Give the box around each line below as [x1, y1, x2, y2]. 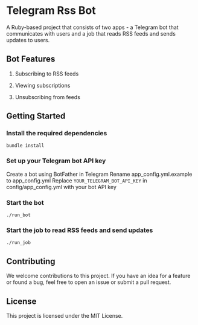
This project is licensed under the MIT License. [6, 312, 123, 319]
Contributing [6, 256, 56, 266]
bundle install [6, 143, 45, 149]
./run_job [6, 240, 31, 246]
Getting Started [6, 111, 66, 121]
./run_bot [6, 212, 31, 218]
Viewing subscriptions [14, 82, 71, 89]
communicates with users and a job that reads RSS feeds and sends [6, 30, 176, 37]
